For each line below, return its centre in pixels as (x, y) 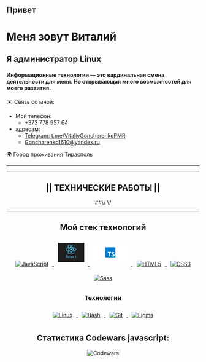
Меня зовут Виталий (61, 37)
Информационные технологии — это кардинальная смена (86, 75)
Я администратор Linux (54, 59)
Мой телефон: (33, 116)
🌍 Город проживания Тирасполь (50, 155)
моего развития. (29, 88)
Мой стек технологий (103, 228)
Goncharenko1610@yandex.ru (62, 142)
